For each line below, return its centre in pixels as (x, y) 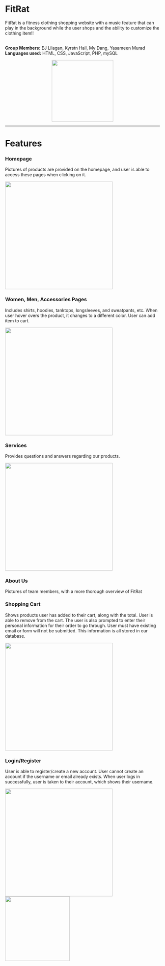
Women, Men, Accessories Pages (46, 300)
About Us (16, 581)
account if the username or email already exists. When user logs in (73, 777)
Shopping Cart (23, 604)
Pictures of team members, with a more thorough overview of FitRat (74, 592)
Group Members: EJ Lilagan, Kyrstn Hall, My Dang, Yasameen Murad (75, 48)
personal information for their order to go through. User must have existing (81, 625)
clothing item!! (20, 33)
